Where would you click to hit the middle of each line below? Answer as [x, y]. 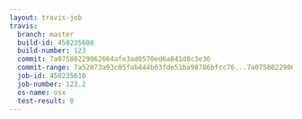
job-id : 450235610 [52, 76]
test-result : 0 [46, 101]
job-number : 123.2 [52, 84]
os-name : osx [42, 92]
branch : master [46, 34]
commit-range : [44, 68]
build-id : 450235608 [56, 42]
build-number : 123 [52, 51]
